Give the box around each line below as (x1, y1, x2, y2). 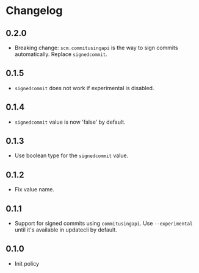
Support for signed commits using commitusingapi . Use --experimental (14, 220, 193, 227)
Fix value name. (14, 186, 55, 193)
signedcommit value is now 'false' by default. (14, 118, 126, 126)
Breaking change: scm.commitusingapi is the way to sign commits (14, 44, 178, 51)
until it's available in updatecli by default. (14, 226, 117, 233)
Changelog (5, 4, 63, 18)
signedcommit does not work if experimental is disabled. (14, 84, 154, 91)
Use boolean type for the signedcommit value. (14, 152, 129, 159)
